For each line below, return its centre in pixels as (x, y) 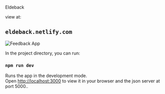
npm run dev (20, 65)
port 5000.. (17, 86)
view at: (13, 17)
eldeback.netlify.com (39, 32)
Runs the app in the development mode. (46, 76)
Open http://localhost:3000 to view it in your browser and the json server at (83, 81)
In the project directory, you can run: (43, 53)
